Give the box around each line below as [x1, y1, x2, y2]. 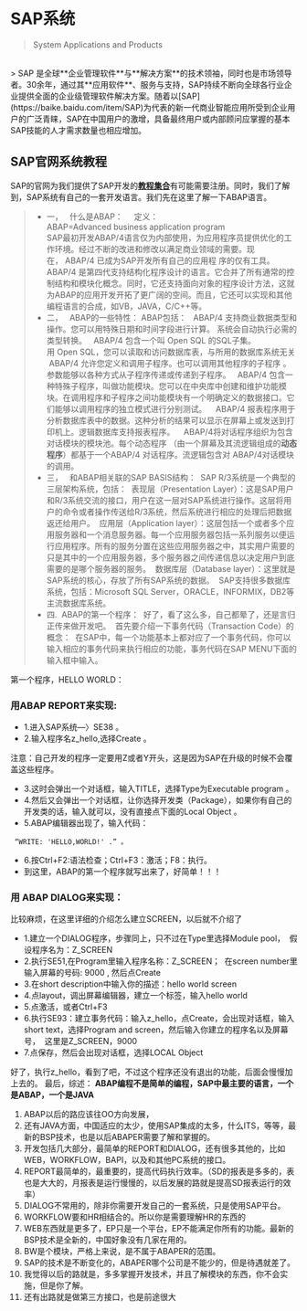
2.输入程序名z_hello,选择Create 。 [23, 733, 152, 745]
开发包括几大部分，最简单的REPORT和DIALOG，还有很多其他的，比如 [23, 1143, 286, 1154]
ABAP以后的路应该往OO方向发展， [23, 1109, 154, 1120]
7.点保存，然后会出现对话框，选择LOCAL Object [23, 1047, 204, 1058]
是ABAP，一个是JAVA [10, 1089, 95, 1101]
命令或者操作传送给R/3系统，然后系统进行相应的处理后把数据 [62, 506, 292, 517]
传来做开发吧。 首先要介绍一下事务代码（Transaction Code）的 [54, 620, 295, 631]
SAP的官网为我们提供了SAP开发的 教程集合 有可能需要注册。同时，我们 [10, 180, 275, 191]
